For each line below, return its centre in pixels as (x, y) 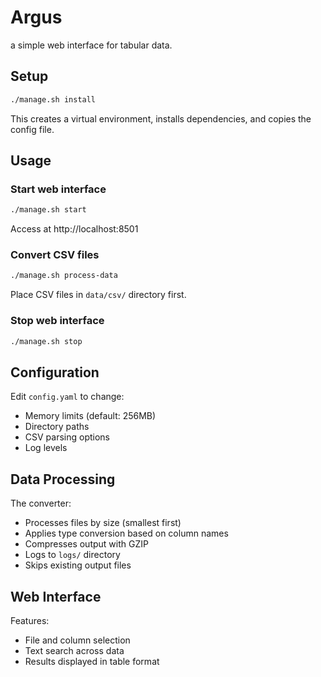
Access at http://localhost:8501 (74, 229)
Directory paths (57, 427)
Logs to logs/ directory (72, 555)
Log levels (46, 448)
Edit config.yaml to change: (67, 397)
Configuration (55, 372)
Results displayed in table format (92, 661)
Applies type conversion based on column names (126, 533)
